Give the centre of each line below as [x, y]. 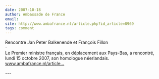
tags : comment [20, 28]
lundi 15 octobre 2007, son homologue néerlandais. [57, 58]
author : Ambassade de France [35, 14]
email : [12, 19]
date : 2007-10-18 [23, 10]
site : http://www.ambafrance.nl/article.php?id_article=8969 [70, 24]
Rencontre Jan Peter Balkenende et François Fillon [56, 42]
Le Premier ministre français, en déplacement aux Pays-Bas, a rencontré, [80, 53]
